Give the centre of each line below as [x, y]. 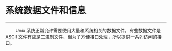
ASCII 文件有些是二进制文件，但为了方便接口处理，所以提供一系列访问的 [81, 37]
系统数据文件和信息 [46, 10]
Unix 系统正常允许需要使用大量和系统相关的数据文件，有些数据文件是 [88, 30]
